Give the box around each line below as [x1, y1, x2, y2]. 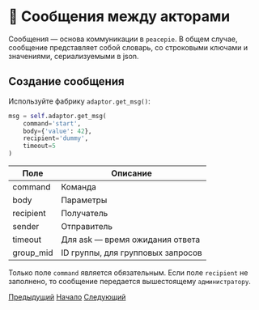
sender [12, 221, 40, 231]
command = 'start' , [23, 119, 82, 128]
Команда [60, 181, 97, 193]
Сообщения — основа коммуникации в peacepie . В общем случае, [8, 34, 238, 44]
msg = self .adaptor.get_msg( [8, 112, 107, 120]
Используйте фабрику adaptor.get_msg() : [8, 96, 151, 106]
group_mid [12, 247, 53, 258]
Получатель [60, 208, 108, 219]
